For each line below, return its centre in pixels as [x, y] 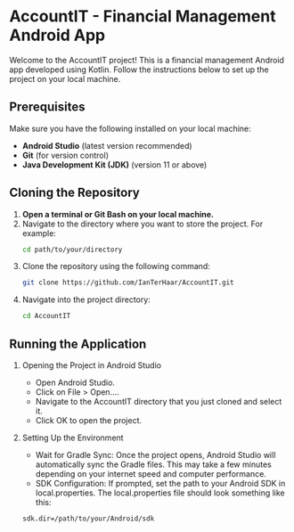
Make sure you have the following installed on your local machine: [130, 128]
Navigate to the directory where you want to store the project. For [143, 224]
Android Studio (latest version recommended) [107, 145]
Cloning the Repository [74, 193]
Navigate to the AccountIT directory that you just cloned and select [159, 401]
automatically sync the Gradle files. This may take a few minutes [153, 464]
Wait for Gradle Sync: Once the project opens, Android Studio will [155, 455]
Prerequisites [47, 107]
